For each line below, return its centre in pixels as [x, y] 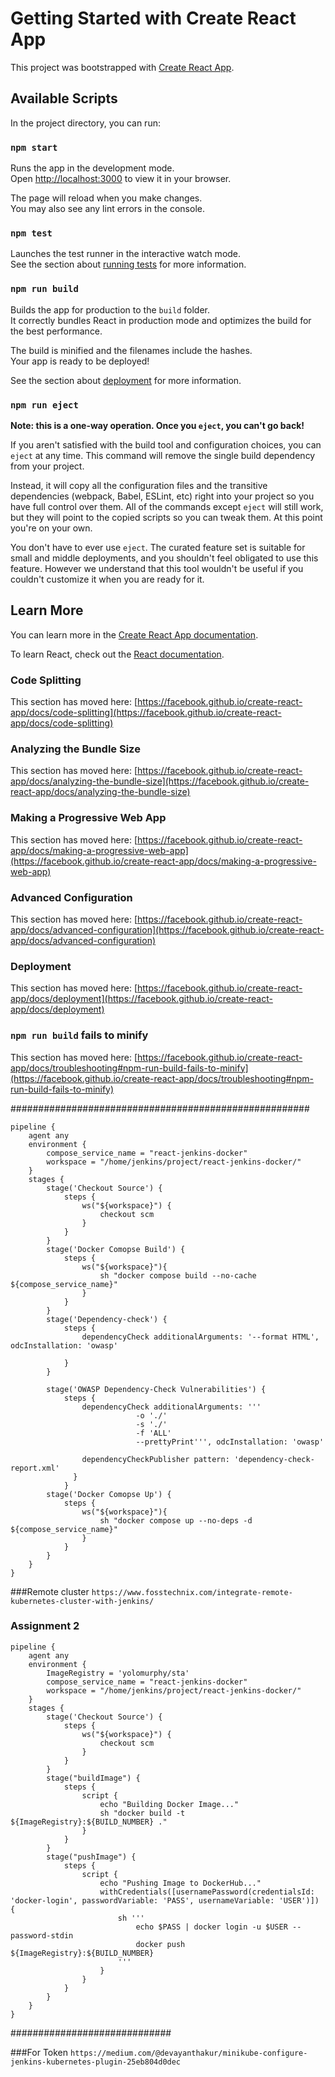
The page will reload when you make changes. [106, 198]
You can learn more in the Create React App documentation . [134, 634]
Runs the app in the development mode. [92, 168]
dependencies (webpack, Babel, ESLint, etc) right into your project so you [162, 496]
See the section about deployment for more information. [126, 380]
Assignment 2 [45, 1626]
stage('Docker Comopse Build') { [116, 1249]
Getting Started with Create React [153, 18]
